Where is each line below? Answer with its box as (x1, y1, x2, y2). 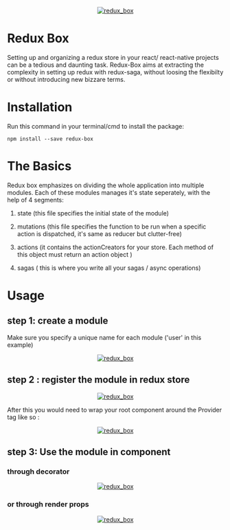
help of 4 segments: (7, 195, 64, 204)
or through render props (7, 500, 89, 509)
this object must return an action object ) (16, 250, 133, 258)
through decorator (7, 467, 70, 476)
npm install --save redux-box (7, 135, 94, 142)
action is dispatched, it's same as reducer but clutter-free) (16, 229, 182, 237)
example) (7, 341, 34, 349)
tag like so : (7, 413, 40, 421)
